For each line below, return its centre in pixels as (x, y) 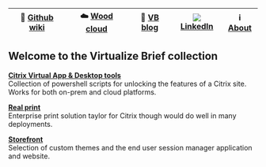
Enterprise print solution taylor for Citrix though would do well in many (122, 115)
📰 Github (37, 17)
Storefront (26, 139)
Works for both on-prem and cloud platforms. (82, 92)
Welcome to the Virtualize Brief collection (113, 56)
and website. (29, 156)
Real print (25, 107)
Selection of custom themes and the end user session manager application (130, 147)
